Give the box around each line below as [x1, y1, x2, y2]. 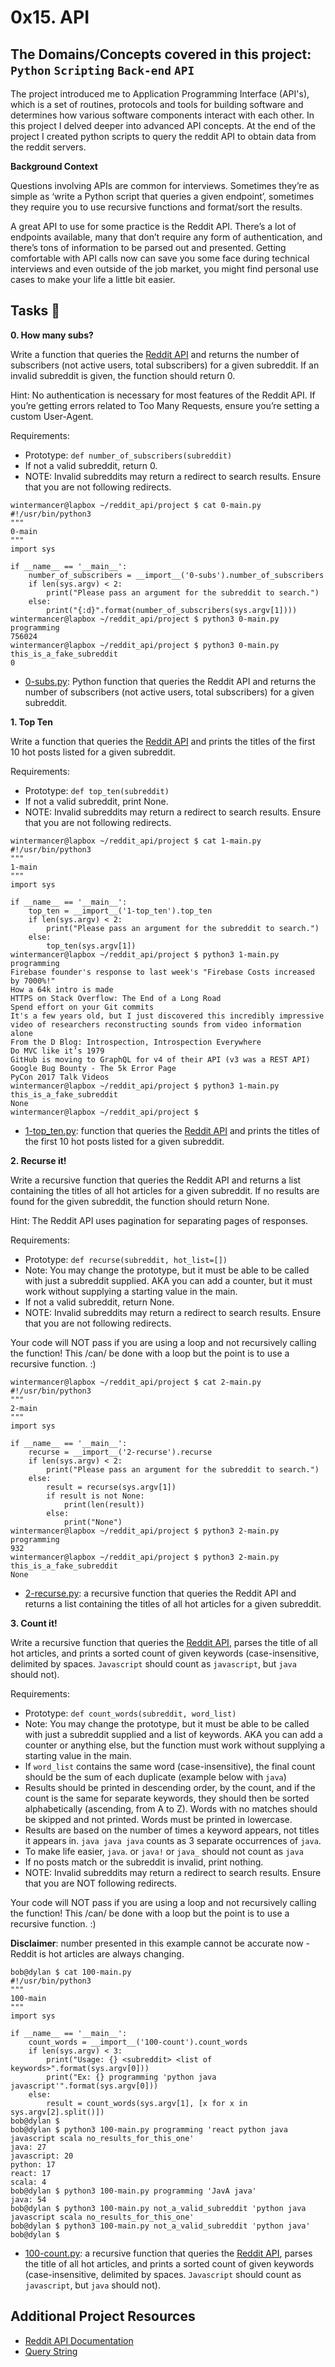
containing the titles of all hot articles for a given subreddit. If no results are [10, 1184, 320, 1196]
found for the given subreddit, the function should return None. [10, 1195, 270, 1207]
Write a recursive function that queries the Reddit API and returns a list [10, 1174, 302, 1186]
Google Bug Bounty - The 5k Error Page [10, 1063, 177, 1073]
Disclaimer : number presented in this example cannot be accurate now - [10, 1937, 310, 1949]
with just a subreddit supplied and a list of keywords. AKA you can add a [24, 1728, 323, 1740]
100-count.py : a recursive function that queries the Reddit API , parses [24, 2247, 313, 2259]
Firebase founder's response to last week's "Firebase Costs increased [10, 967, 315, 977]
